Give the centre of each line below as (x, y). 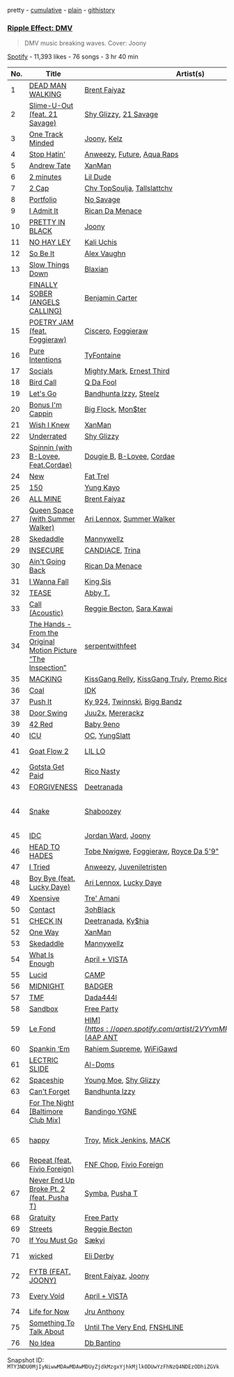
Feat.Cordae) (50, 465)
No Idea (42, 1343)
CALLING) (46, 311)
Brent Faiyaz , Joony (117, 1276)
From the (44, 633)
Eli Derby (99, 1256)
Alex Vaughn (105, 253)
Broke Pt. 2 (47, 1189)
